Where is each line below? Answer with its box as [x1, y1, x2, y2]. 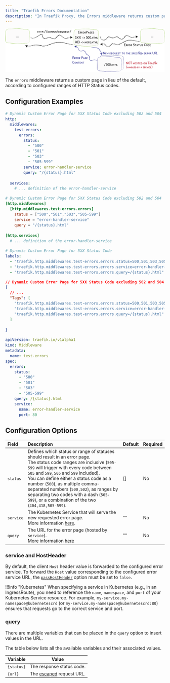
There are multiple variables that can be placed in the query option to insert [5, 630, 162, 636]
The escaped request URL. [30, 670, 86, 676]
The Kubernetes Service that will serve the [27, 509, 116, 515]
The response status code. [30, 664, 86, 670]
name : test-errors [10, 353, 49, 358]
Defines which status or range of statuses [27, 448, 115, 454]
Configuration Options [5, 426, 77, 435]
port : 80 [18, 412, 37, 418]
